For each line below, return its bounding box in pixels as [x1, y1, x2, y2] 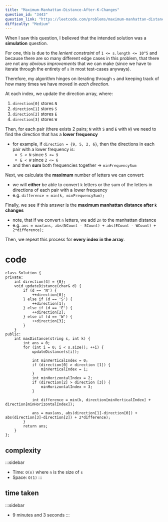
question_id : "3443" [5, 12, 48, 17]
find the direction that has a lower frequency [5, 131, 98, 138]
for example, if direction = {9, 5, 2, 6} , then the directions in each [12, 141, 155, 147]
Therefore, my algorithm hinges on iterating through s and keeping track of [5, 76, 159, 82]
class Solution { [5, 271, 41, 276]
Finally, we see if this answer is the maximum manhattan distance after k [5, 202, 157, 208]
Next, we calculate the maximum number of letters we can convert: [5, 172, 145, 178]
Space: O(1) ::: [12, 474, 42, 480]
